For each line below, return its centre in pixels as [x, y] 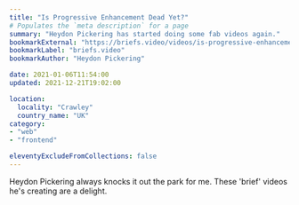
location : [28, 99]
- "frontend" [33, 140]
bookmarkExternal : [43, 42]
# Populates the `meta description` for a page [99, 26]
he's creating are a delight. [58, 191]
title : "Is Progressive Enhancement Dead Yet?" [99, 17]
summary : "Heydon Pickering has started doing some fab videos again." [145, 34]
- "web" [24, 132]
